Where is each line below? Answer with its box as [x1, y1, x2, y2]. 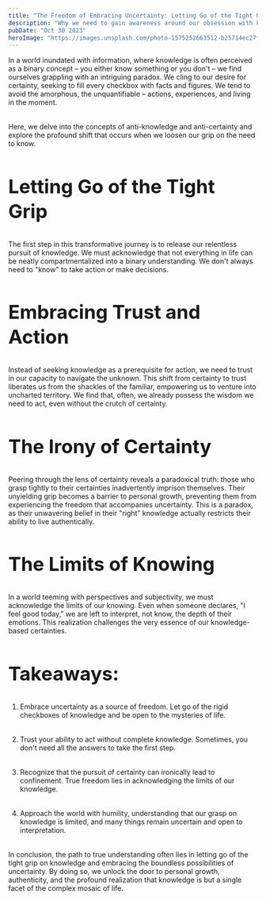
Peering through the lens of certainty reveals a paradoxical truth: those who [8, 474, 255, 484]
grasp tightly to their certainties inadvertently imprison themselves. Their [8, 483, 245, 492]
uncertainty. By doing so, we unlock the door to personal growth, [8, 866, 220, 876]
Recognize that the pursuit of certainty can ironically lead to [19, 767, 215, 776]
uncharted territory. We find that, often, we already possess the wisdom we [8, 391, 255, 400]
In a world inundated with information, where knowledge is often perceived [8, 56, 253, 65]
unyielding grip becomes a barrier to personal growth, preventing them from [8, 491, 257, 501]
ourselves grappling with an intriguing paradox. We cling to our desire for [8, 72, 247, 82]
